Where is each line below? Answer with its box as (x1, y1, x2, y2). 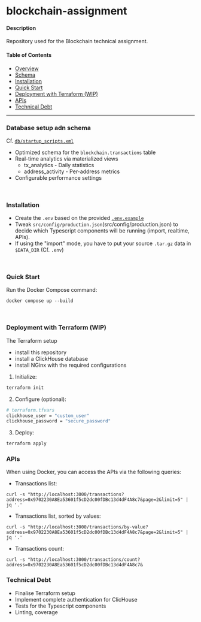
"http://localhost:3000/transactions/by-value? (28, 524, 148, 530)
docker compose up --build (6, 298, 74, 304)
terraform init (6, 385, 44, 391)
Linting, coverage (14, 608, 58, 615)
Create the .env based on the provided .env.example (14, 215, 144, 222)
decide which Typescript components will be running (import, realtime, (14, 227, 190, 234)
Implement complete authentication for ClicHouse (14, 596, 138, 603)
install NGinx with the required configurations (14, 361, 127, 369)
